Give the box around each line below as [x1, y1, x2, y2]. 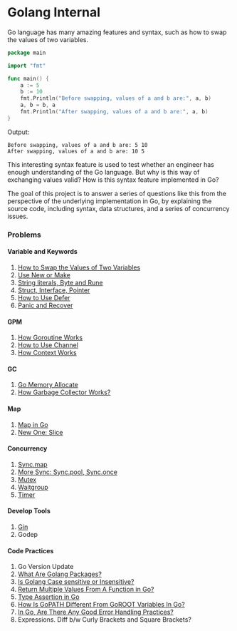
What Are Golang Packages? [17, 570, 102, 578]
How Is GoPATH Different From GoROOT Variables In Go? [17, 600, 185, 609]
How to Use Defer [17, 293, 70, 302]
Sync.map [17, 460, 48, 468]
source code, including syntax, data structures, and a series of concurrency [7, 204, 230, 212]
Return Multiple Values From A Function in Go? [17, 585, 154, 594]
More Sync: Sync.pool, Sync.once [17, 468, 117, 476]
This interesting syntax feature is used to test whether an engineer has [7, 160, 215, 168]
